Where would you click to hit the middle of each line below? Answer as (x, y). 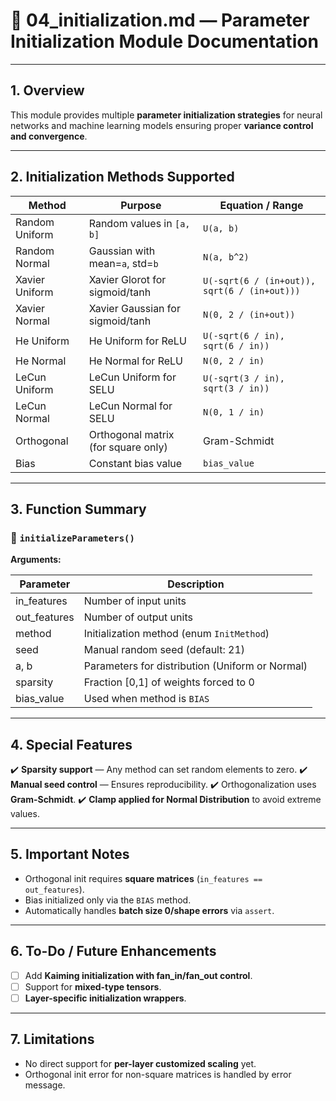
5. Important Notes (70, 854)
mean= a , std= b (123, 263)
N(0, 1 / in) (234, 412)
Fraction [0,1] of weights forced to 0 (169, 682)
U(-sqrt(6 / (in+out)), (260, 280)
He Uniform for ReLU (137, 341)
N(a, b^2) (226, 257)
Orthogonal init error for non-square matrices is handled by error (158, 1074)
